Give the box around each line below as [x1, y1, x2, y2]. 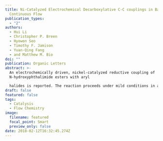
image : [5, 110, 18, 115]
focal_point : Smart [9, 119, 49, 124]
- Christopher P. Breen [9, 34, 57, 39]
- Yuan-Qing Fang [9, 47, 45, 52]
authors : [5, 25, 23, 30]
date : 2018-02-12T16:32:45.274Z [5, 128, 70, 133]
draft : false [5, 88, 32, 93]
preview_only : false [9, 124, 51, 129]
